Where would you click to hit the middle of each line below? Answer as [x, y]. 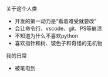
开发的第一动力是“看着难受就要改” [55, 21]
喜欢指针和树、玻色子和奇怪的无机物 [58, 43]
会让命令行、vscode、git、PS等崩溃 [58, 29]
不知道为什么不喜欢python [46, 36]
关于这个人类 [21, 9]
